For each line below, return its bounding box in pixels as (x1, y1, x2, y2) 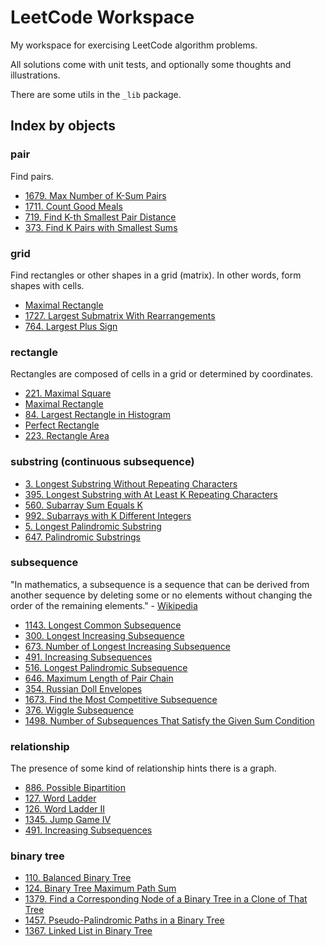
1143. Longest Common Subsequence (24, 619, 182, 631)
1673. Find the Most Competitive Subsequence (24, 693, 218, 705)
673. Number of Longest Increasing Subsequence (24, 640, 231, 652)
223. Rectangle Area (24, 430, 110, 442)
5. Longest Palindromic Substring (24, 520, 162, 532)
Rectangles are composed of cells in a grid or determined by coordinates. (10, 368, 314, 380)
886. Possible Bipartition (24, 782, 127, 794)
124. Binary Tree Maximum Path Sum (24, 882, 177, 895)
